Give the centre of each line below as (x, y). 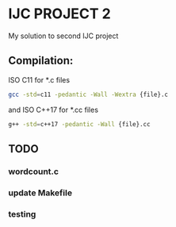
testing (22, 214)
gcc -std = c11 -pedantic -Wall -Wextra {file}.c (88, 94)
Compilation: (41, 61)
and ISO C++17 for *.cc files (54, 110)
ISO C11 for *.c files (39, 79)
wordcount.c (34, 171)
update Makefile (40, 193)
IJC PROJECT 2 (59, 14)
